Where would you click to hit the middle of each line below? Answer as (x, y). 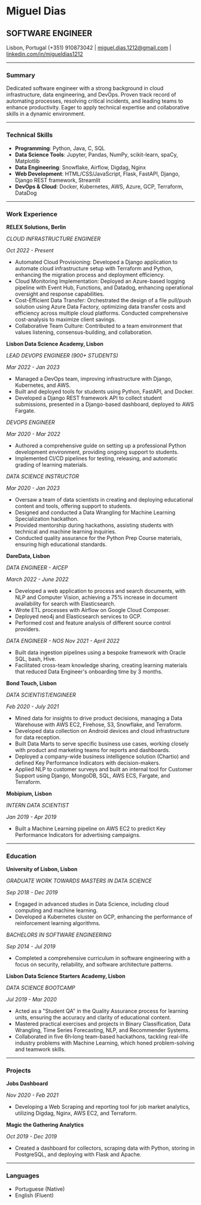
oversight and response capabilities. (60, 294)
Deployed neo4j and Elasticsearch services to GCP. (78, 616)
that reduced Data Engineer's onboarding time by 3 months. (89, 672)
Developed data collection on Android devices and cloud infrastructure (102, 730)
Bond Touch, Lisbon (31, 683)
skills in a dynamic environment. (46, 114)
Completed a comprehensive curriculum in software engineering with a (102, 958)
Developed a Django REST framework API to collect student (89, 398)
